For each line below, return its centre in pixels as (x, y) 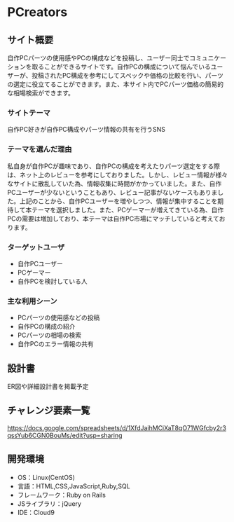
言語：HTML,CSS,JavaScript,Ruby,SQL (74, 486)
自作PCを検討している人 (52, 281)
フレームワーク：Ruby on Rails (62, 495)
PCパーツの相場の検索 (49, 335)
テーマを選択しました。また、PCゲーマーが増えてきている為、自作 (128, 210)
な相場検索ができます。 (41, 93)
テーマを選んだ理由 (40, 149)
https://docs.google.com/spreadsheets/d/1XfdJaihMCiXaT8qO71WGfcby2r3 (117, 427)
